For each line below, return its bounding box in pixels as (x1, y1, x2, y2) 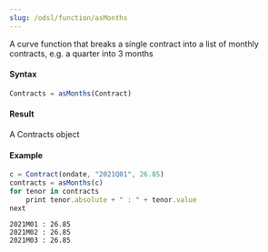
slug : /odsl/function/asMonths (9, 13, 128, 23)
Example (9, 149, 44, 160)
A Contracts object (9, 128, 80, 139)
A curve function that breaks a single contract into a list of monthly (9, 38, 259, 49)
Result (9, 108, 35, 119)
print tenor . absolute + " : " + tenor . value (25, 195, 197, 205)
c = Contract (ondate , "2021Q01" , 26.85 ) (9, 170, 165, 179)
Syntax (9, 69, 37, 80)
